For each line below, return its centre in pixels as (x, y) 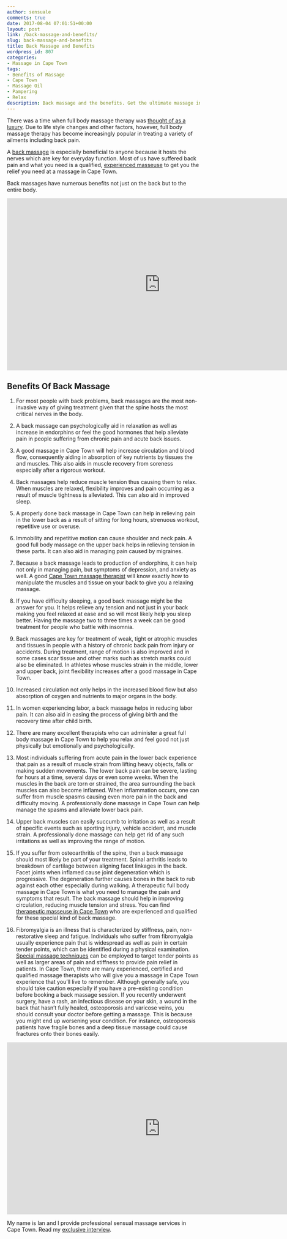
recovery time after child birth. (54, 721)
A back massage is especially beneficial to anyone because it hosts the (97, 152)
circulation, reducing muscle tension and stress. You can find (93, 905)
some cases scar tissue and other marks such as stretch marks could (103, 658)
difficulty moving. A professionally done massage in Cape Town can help (108, 803)
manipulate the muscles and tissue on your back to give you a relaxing (104, 582)
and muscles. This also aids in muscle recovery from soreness (94, 464)
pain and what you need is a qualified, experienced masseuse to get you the (103, 165)
